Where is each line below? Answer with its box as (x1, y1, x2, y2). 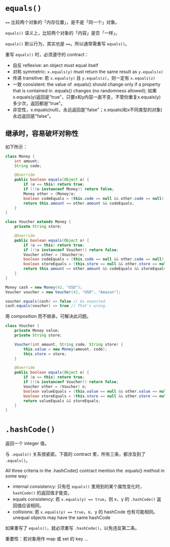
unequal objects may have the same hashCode (12, 515, 110, 521)
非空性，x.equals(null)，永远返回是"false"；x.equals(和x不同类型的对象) (12, 107, 163, 113)
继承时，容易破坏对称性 (5, 129, 78, 138)
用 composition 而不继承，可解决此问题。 (5, 313, 91, 319)
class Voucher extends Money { (5, 219, 71, 224)
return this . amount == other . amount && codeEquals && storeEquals (23, 266, 166, 271)
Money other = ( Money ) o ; (23, 191, 76, 196)
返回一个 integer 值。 (5, 440, 50, 447)
